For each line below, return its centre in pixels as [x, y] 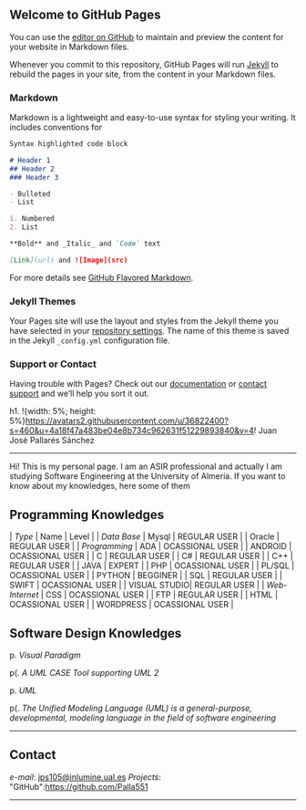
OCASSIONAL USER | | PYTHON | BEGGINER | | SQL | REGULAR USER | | [146, 576]
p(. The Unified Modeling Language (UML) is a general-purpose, [131, 708]
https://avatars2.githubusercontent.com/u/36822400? [127, 421]
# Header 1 [30, 160]
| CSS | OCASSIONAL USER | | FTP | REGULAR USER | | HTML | [159, 595]
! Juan [265, 431]
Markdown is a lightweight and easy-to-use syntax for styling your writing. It [153, 118]
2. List [24, 227]
